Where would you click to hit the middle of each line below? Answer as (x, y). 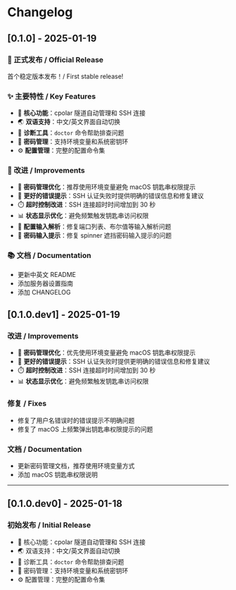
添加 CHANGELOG (44, 292)
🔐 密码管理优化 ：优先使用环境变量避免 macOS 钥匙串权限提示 (106, 352)
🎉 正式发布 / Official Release (55, 59)
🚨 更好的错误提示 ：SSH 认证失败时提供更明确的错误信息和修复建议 (114, 362)
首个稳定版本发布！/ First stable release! (66, 76)
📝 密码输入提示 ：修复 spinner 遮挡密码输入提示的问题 (94, 235)
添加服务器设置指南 (45, 283)
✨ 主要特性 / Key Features (52, 96)
